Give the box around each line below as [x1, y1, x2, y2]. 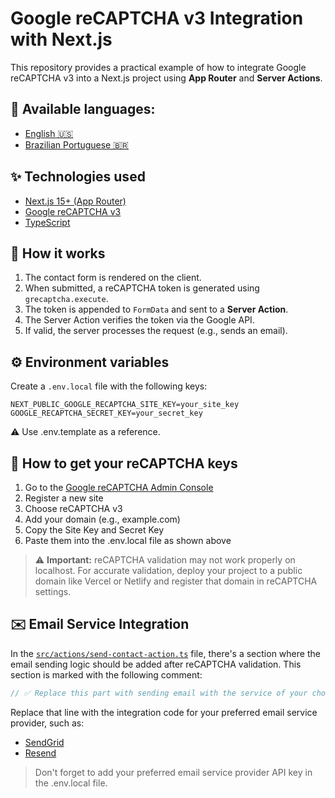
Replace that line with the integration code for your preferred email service [10, 706, 318, 718]
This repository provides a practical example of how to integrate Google [10, 61, 307, 73]
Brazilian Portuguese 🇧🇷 [24, 138, 129, 151]
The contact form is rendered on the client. [24, 272, 202, 284]
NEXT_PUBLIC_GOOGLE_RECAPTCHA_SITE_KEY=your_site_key [10, 400, 240, 410]
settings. [34, 586, 72, 597]
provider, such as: [10, 717, 85, 729]
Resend [24, 747, 57, 759]
